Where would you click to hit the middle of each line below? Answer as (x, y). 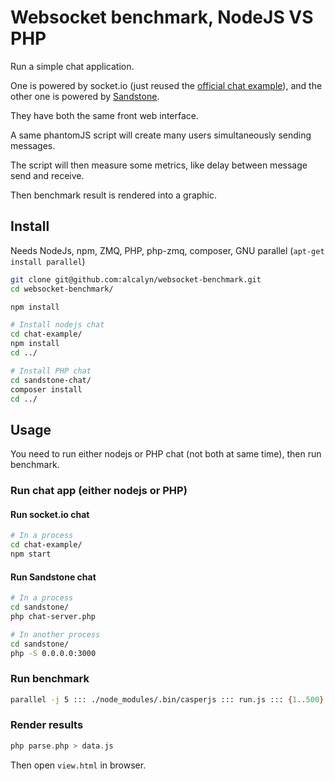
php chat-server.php (53, 616)
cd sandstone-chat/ (51, 380)
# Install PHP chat (51, 371)
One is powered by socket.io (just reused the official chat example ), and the (166, 85)
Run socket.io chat (50, 514)
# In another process (55, 634)
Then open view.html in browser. (78, 765)
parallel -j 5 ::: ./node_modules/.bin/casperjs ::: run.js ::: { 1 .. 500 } (167, 699)
